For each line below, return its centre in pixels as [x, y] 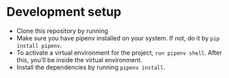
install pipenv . [39, 45]
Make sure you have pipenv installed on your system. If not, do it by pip [118, 38]
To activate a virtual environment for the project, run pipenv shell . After [119, 53]
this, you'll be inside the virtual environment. [79, 60]
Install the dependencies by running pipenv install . [91, 67]
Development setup [64, 12]
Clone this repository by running [62, 31]
